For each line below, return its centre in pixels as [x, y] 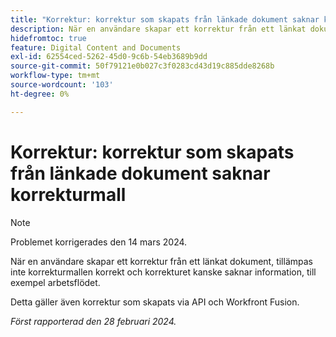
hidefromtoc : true [48, 38]
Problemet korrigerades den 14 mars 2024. [99, 242]
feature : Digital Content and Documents [96, 47]
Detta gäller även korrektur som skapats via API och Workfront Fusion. [155, 302]
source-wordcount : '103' [62, 85]
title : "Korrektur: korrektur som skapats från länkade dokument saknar [165, 19]
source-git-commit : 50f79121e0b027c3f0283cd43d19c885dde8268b [142, 66]
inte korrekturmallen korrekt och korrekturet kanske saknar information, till [163, 272]
